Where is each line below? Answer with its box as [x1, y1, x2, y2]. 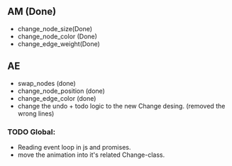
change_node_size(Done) [17, 24, 93, 33]
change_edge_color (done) [17, 94, 96, 102]
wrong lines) [17, 109, 55, 118]
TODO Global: [7, 127, 55, 137]
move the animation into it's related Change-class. [17, 150, 165, 159]
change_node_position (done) [17, 87, 105, 95]
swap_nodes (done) [17, 79, 76, 87]
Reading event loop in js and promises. [17, 143, 131, 151]
